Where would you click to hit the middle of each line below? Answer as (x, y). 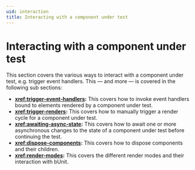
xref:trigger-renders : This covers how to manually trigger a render (96, 112)
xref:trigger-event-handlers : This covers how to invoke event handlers (102, 99)
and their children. (37, 149)
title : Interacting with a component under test (67, 17)
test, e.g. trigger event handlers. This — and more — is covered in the (91, 81)
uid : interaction (27, 12)
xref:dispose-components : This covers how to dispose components (99, 143)
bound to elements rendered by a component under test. (84, 105)
